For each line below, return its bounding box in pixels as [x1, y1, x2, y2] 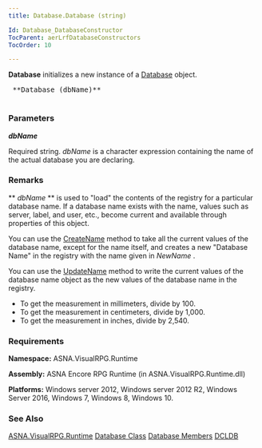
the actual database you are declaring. [8, 155, 135, 165]
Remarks [8, 175, 44, 186]
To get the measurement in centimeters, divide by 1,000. [19, 307, 206, 316]
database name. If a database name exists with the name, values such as [8, 201, 249, 211]
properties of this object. [8, 218, 89, 228]
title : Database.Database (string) [8, 11, 127, 20]
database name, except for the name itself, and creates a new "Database [8, 242, 248, 252]
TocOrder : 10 [8, 41, 52, 49]
